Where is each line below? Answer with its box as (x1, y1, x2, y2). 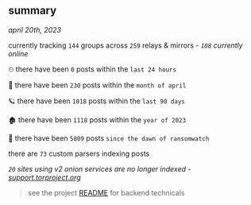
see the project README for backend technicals (27, 188, 185, 197)
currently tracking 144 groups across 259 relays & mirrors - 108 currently (8, 41, 244, 50)
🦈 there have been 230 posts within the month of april (8, 80, 187, 90)
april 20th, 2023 (8, 25, 62, 34)
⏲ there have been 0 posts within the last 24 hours (8, 64, 177, 74)
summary (8, 4, 57, 17)
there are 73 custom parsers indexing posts (8, 149, 150, 158)
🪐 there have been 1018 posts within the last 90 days (8, 96, 185, 106)
